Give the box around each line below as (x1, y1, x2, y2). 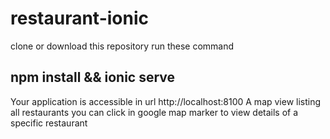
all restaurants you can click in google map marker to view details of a (10, 106, 299, 118)
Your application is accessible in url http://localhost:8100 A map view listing (10, 95, 322, 107)
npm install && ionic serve (10, 69, 176, 86)
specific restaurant (10, 117, 88, 129)
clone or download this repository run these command (10, 40, 235, 52)
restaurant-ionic (10, 7, 150, 30)
